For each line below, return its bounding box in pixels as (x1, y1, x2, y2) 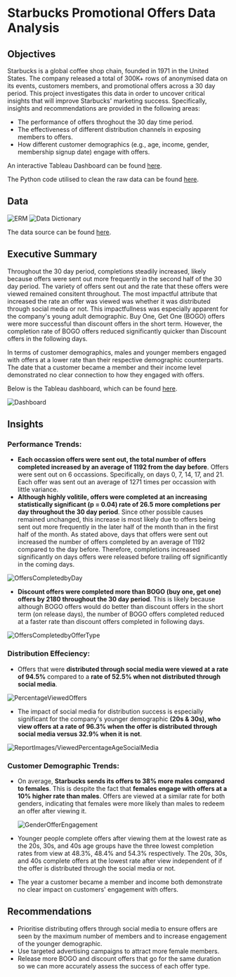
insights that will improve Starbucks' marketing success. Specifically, (7, 97, 207, 105)
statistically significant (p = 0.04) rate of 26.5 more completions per (17, 500, 221, 509)
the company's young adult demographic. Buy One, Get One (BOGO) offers (7, 312, 225, 320)
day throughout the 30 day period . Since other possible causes (17, 508, 204, 516)
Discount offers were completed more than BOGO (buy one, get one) (17, 587, 221, 596)
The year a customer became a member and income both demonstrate (17, 878, 223, 886)
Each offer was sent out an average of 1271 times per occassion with (17, 478, 216, 486)
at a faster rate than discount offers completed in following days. (17, 617, 205, 626)
